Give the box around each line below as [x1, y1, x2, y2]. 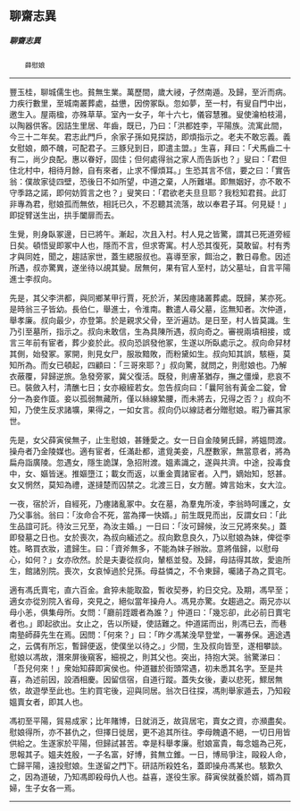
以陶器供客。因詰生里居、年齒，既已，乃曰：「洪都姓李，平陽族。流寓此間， [9, 120, 287, 132]
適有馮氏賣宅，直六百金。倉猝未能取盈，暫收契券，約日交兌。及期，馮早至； [9, 585, 291, 595]
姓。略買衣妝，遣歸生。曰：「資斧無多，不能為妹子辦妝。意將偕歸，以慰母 [9, 543, 279, 554]
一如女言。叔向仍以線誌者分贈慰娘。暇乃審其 [118, 405, 283, 415]
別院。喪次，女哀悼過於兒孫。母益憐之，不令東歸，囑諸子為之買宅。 [39, 566, 291, 576]
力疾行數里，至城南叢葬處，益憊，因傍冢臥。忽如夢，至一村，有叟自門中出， [9, 98, 291, 109]
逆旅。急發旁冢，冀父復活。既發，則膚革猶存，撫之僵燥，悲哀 [55, 371, 283, 382]
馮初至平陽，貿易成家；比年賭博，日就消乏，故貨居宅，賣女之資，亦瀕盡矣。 [9, 715, 291, 727]
